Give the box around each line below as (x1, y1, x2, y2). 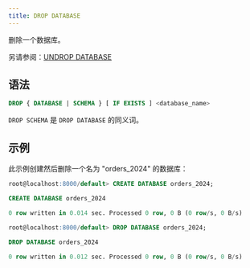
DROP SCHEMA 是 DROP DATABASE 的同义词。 (8, 115, 143, 125)
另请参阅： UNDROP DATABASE (8, 52, 113, 61)
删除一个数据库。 (8, 35, 65, 44)
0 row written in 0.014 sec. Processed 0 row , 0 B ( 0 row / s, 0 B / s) (8, 208, 243, 217)
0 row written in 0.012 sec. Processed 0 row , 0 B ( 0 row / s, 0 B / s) (8, 253, 243, 261)
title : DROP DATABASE (8, 11, 81, 20)
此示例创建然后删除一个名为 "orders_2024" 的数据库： (8, 164, 188, 174)
